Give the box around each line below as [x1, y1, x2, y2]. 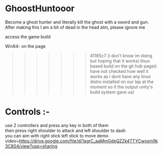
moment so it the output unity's [90, 84, 153, 89]
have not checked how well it [90, 68, 149, 74]
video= [5, 138, 20, 144]
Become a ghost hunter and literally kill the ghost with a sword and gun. [5, 19, 149, 25]
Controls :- [5, 106, 50, 117]
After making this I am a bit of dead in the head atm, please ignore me [5, 24, 145, 30]
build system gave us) [90, 89, 134, 95]
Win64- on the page [5, 43, 46, 49]
